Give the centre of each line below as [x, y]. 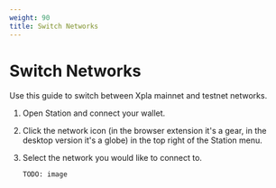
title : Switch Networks [54, 26]
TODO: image [45, 174]
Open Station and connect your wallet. [94, 113]
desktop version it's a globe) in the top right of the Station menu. [143, 140]
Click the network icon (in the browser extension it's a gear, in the [144, 131]
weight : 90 [30, 18]
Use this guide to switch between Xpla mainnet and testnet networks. [138, 96]
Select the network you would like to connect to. [112, 158]
